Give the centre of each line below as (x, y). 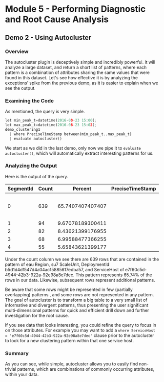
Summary (17, 353)
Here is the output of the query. (37, 176)
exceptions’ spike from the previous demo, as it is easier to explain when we (82, 83)
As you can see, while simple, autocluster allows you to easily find (72, 364)
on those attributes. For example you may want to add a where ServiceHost (80, 330)
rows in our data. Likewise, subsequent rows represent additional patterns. (80, 280)
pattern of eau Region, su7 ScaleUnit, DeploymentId (57, 264)
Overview (17, 51)
